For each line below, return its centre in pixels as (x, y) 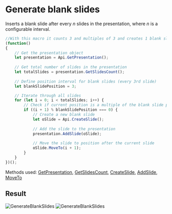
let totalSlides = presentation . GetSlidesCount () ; (70, 72)
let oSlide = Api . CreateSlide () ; (68, 119)
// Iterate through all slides (48, 95)
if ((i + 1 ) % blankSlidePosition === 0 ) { (71, 110)
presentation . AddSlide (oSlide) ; (67, 134)
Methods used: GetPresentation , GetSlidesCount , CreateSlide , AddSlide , (81, 172)
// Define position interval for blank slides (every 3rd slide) (86, 81)
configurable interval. (28, 29)
